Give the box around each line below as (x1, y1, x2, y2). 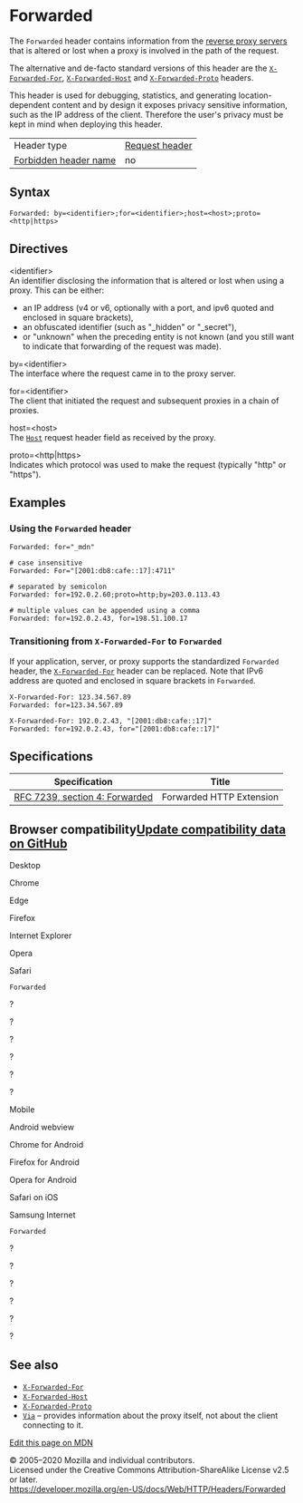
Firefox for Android (9, 1157, 80, 1168)
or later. (9, 1474, 38, 1485)
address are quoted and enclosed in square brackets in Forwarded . (9, 674, 256, 685)
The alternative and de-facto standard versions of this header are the (9, 63, 268, 73)
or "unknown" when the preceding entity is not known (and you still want (22, 331, 295, 342)
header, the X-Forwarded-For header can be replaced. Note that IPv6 (9, 665, 264, 676)
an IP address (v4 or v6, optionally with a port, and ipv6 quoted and (22, 302, 274, 313)
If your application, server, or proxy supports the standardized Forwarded (9, 655, 279, 666)
